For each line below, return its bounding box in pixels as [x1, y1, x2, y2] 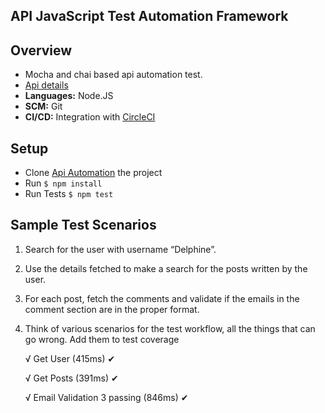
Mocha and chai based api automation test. [24, 69, 203, 81]
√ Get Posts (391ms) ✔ [24, 372, 119, 384]
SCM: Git [24, 100, 63, 113]
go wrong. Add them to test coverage [24, 333, 180, 345]
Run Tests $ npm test [24, 188, 114, 200]
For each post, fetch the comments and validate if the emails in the [24, 292, 300, 304]
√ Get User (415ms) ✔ [24, 352, 116, 364]
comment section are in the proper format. [24, 303, 200, 315]
